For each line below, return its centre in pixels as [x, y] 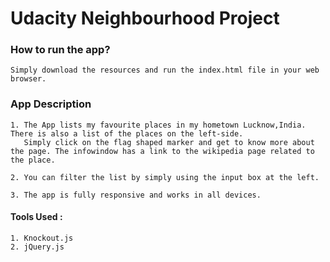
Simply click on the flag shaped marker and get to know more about [169, 142]
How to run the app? [60, 50]
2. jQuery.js [37, 247]
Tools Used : [36, 217]
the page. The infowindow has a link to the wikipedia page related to [162, 151]
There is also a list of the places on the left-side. [127, 133]
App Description [51, 104]
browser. [28, 79]
